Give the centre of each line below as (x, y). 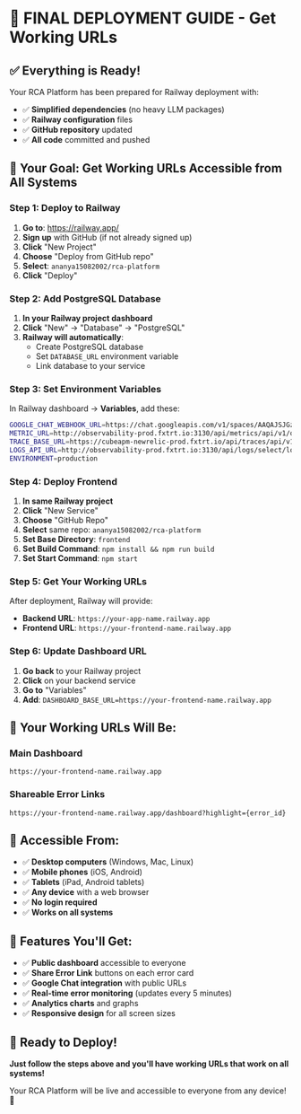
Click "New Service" (60, 510)
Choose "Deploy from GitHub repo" (88, 256)
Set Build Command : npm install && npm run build (118, 548)
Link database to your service (90, 365)
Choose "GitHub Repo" (65, 520)
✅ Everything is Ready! (75, 70)
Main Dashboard (46, 753)
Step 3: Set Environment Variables (86, 389)
